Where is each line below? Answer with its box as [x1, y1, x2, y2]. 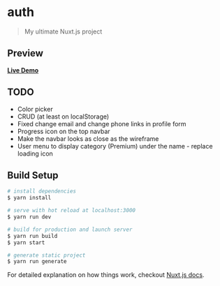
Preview [7, 47, 44, 59]
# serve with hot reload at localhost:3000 [7, 207, 136, 214]
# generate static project [7, 252, 86, 259]
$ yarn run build [7, 232, 58, 239]
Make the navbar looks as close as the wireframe [17, 134, 159, 143]
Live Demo [7, 66, 39, 74]
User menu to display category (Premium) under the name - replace [17, 142, 213, 150]
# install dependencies [7, 188, 77, 195]
